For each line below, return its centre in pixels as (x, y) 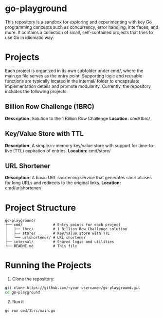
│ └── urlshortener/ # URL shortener (45, 238)
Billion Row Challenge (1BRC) (50, 107)
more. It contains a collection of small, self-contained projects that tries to (79, 32)
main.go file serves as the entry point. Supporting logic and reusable (74, 75)
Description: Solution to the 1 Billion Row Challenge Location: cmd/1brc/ (78, 118)
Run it (18, 301)
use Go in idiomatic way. (30, 37)
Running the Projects (48, 265)
